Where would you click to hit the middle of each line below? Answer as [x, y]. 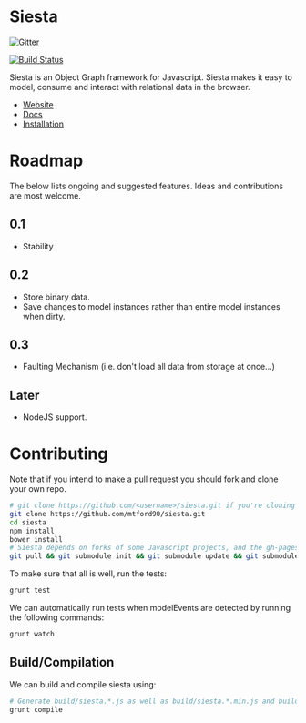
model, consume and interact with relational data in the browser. [130, 87]
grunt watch [32, 635]
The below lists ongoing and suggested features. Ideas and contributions [147, 186]
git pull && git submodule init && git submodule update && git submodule [154, 556]
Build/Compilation [62, 662]
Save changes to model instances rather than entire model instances [151, 306]
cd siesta [28, 522]
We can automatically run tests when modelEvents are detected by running [150, 608]
